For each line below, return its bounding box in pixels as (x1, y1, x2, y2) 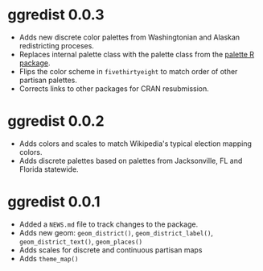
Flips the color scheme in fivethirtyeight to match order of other (18, 66, 238, 76)
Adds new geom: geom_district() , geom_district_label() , (18, 227, 214, 237)
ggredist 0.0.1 (7, 193, 101, 211)
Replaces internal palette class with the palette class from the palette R (18, 49, 255, 59)
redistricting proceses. (18, 40, 94, 50)
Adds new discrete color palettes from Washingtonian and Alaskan (18, 32, 240, 42)
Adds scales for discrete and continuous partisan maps (18, 244, 203, 255)
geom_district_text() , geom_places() (18, 236, 143, 246)
